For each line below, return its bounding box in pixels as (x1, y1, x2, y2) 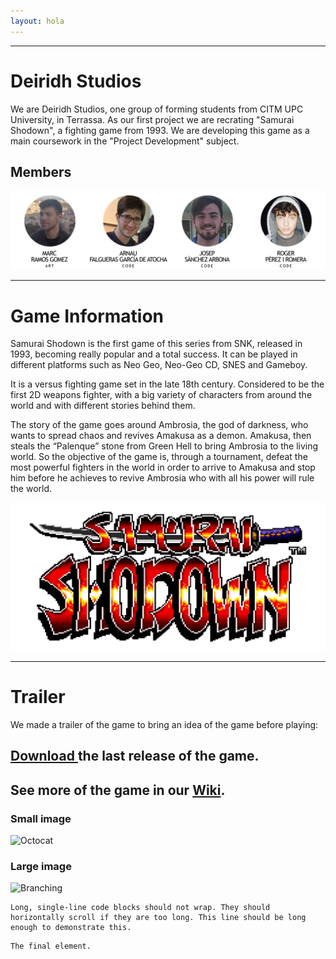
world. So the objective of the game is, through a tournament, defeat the (10, 451, 308, 463)
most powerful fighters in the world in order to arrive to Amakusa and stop (10, 461, 316, 474)
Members (10, 163, 72, 180)
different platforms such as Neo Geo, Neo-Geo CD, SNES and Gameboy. (10, 359, 308, 371)
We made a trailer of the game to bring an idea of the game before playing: (10, 718, 319, 730)
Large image (10, 859, 72, 873)
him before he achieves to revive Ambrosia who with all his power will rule (10, 472, 315, 484)
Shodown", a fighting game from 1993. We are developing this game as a (10, 124, 310, 136)
